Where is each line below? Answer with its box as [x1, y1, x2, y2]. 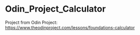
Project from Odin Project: [5, 19, 58, 25]
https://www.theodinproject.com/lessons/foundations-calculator [5, 24, 135, 30]
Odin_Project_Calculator [5, 3, 106, 15]
